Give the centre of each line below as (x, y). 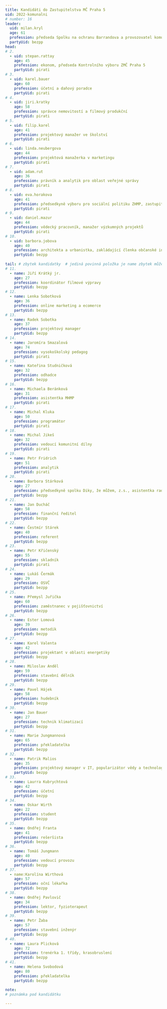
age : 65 (22, 740)
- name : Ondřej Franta (33, 828)
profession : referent (36, 537)
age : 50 (22, 416)
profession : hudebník (36, 699)
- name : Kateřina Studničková (41, 366)
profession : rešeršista (39, 837)
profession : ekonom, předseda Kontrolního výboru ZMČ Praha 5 (80, 65)
